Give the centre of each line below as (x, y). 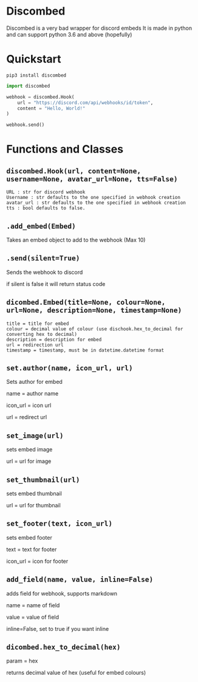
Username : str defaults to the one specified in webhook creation (94, 198)
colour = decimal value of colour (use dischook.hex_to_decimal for (95, 329)
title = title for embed (38, 324)
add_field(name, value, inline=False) (80, 579)
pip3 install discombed (36, 75)
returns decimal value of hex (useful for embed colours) (76, 673)
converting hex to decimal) (42, 334)
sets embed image (29, 450)
